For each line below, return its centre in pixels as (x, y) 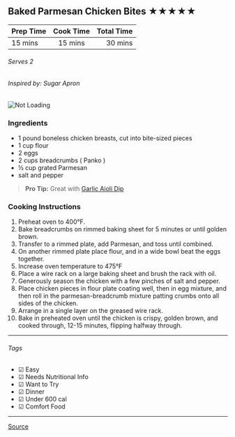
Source (18, 427)
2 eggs (28, 153)
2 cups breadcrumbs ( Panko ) (62, 160)
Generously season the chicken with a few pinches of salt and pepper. (119, 281)
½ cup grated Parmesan (53, 167)
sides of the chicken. (48, 303)
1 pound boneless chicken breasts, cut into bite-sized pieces (105, 138)
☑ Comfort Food (41, 406)
